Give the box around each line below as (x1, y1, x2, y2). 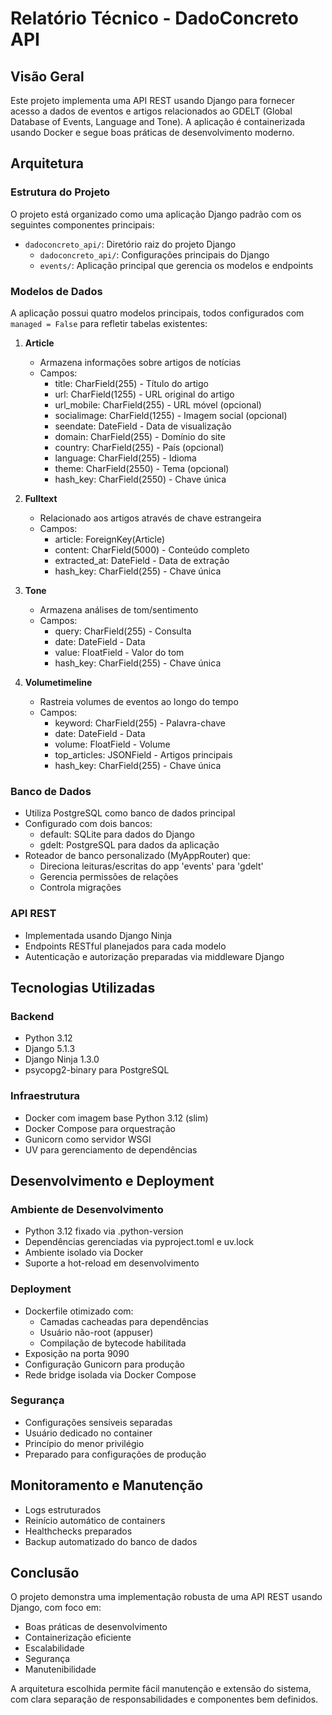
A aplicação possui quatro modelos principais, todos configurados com (10, 307, 305, 319)
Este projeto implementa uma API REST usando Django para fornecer (10, 95, 295, 106)
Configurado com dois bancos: (24, 818, 153, 830)
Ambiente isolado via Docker (24, 1247, 144, 1259)
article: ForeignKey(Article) (54, 533, 166, 545)
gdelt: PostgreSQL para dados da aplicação (39, 839, 220, 851)
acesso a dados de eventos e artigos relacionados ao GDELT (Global (10, 105, 293, 117)
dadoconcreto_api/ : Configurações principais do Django (39, 248, 270, 261)
